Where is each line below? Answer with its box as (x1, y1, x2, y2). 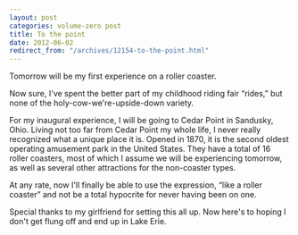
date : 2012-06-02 (9, 38, 74, 47)
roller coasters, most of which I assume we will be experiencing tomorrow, (9, 153, 283, 164)
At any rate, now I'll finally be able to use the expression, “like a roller (9, 180, 263, 190)
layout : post (9, 13, 58, 22)
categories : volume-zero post (9, 21, 122, 30)
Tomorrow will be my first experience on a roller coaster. (9, 71, 217, 81)
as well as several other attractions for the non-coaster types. (9, 163, 236, 173)
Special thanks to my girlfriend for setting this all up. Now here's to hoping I (9, 206, 286, 217)
